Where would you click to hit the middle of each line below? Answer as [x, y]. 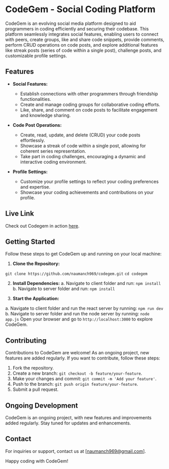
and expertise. [35, 187]
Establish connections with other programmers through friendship [89, 94]
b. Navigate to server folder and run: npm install [64, 289]
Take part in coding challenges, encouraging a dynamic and [83, 156]
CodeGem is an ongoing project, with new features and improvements [78, 418]
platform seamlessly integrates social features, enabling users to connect [82, 34]
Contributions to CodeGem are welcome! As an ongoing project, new [77, 353]
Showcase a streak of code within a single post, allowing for [83, 146]
